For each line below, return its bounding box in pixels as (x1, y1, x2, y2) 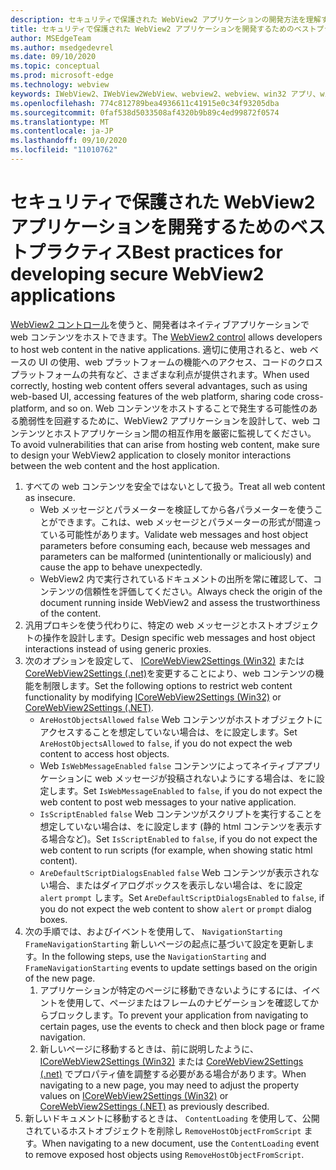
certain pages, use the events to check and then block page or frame (39, 1020, 325, 1032)
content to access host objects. (39, 747, 170, 760)
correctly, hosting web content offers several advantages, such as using (10, 379, 308, 391)
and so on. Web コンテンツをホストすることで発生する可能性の (49, 402, 310, 414)
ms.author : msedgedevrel (10, 42, 114, 53)
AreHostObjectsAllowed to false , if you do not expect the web (39, 737, 293, 749)
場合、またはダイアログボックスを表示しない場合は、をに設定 (48, 879, 303, 891)
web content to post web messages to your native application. (39, 796, 297, 808)
